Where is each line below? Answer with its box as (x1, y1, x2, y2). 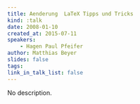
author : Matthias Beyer (7, 50, 77, 57)
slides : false (7, 56, 49, 63)
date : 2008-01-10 (7, 23, 58, 30)
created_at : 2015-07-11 (7, 30, 77, 37)
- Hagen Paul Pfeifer (20, 43, 83, 50)
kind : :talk (7, 17, 42, 24)
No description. (7, 89, 53, 97)
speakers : (7, 37, 37, 44)
